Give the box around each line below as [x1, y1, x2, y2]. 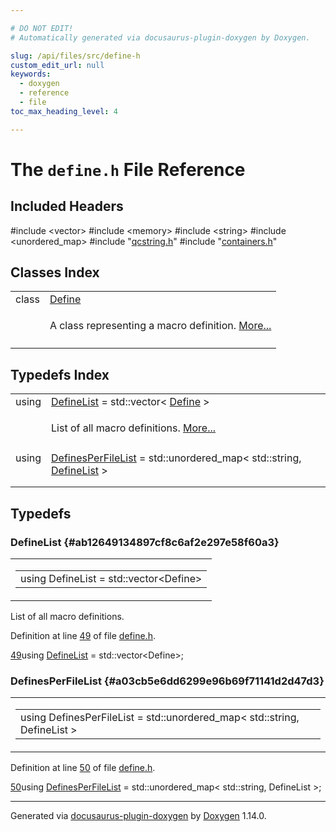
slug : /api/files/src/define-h [10, 51, 141, 61]
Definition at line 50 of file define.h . [10, 762, 156, 774]
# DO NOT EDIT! [10, 23, 74, 33]
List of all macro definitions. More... [51, 421, 217, 435]
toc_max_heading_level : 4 [10, 106, 118, 116]
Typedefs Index [10, 366, 110, 383]
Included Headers [10, 198, 124, 215]
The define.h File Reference [10, 158, 246, 181]
